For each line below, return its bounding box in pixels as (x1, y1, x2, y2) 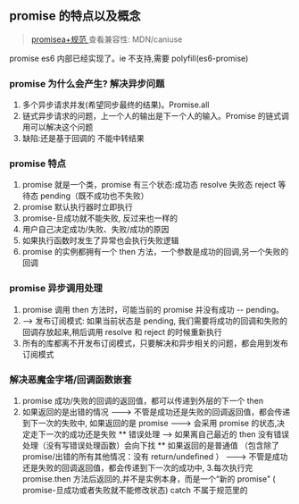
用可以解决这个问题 (21, 122, 94, 132)
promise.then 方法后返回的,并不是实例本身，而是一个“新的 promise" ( (21, 474, 276, 484)
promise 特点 (9, 157, 67, 170)
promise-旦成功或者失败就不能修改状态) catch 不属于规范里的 (21, 485, 248, 495)
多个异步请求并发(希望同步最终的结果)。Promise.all (21, 99, 210, 110)
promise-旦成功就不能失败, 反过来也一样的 (21, 213, 179, 223)
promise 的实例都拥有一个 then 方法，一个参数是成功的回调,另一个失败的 (21, 247, 289, 257)
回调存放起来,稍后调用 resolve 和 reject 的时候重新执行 (21, 326, 223, 337)
